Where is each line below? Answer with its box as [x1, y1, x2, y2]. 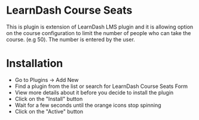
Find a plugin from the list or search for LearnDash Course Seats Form [14, 83, 188, 90]
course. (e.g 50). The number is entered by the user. [6, 36, 136, 43]
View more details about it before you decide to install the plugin [14, 89, 174, 96]
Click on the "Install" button [14, 95, 83, 102]
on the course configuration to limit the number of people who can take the [6, 29, 191, 36]
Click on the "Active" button [14, 108, 84, 115]
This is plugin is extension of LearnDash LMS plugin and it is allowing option [6, 23, 194, 30]
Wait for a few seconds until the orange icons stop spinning [14, 102, 161, 109]
